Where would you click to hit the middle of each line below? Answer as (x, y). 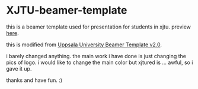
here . (12, 33)
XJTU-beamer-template (67, 10)
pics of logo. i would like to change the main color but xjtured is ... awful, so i (100, 62)
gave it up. (19, 68)
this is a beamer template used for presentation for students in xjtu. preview (99, 27)
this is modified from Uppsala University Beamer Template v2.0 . (84, 44)
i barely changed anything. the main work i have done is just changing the (96, 56)
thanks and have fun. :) (34, 80)
